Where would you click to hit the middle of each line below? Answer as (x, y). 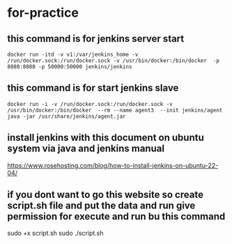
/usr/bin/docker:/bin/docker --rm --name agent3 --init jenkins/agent (115, 110)
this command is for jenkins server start (96, 39)
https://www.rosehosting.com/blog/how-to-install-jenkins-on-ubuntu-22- (113, 165)
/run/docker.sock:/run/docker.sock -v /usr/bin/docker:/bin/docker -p (113, 61)
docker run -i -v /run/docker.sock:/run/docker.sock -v (90, 104)
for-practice (43, 13)
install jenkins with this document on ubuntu (106, 138)
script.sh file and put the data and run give (101, 206)
